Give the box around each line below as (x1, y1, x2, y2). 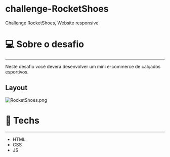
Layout (5, 84, 28, 92)
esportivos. (5, 69, 29, 75)
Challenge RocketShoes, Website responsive (5, 20, 99, 26)
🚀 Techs (5, 114, 39, 126)
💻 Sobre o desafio (5, 38, 84, 50)
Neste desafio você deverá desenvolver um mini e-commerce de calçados (5, 63, 161, 69)
